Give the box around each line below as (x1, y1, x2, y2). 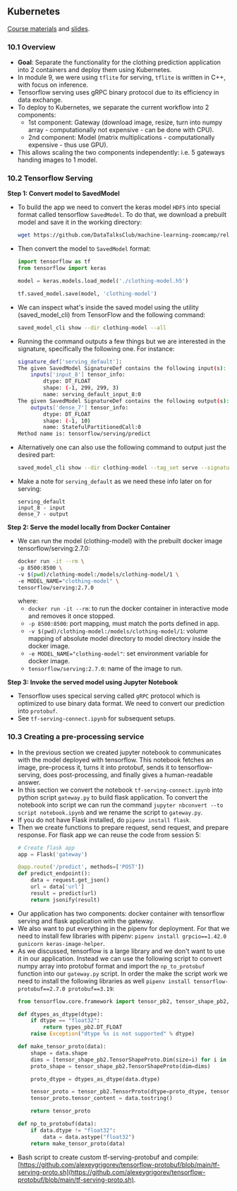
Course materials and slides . (7, 24, 90, 32)
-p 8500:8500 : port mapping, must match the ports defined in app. (28, 620, 220, 628)
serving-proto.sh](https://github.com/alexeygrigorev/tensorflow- (17, 1168, 206, 1176)
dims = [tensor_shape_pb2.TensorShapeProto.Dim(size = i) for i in (30, 1056, 227, 1063)
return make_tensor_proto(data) (30, 1140, 126, 1147)
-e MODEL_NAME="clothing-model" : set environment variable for (28, 649, 209, 658)
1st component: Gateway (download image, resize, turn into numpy (28, 118, 223, 126)
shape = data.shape (30, 1049, 88, 1057)
